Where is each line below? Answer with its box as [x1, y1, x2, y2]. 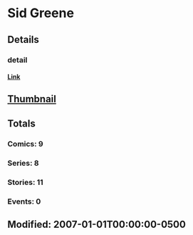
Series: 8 [7, 158, 39, 168]
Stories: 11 [7, 177, 44, 187]
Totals [7, 117, 36, 129]
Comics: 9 [7, 139, 44, 149]
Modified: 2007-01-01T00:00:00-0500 [7, 218, 187, 230]
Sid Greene [7, 5, 75, 21]
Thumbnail [7, 93, 57, 105]
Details [7, 34, 39, 46]
